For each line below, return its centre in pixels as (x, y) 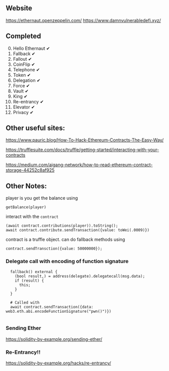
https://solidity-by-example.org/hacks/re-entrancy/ (58, 363)
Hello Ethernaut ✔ (32, 48)
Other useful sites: (35, 128)
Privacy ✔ (23, 112)
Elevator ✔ (24, 107)
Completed (24, 36)
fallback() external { (34, 272)
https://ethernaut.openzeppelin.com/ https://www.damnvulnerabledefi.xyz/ (83, 20)
